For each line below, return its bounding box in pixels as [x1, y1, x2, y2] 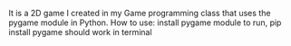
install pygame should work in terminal [8, 27, 152, 37]
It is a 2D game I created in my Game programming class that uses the [8, 8, 271, 18]
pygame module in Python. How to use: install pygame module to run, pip [8, 17, 282, 28]
